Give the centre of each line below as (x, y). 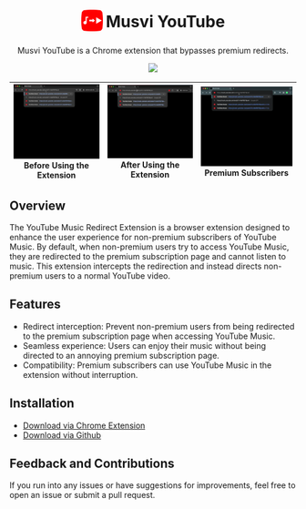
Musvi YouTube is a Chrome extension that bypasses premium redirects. (153, 50)
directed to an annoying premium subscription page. (121, 355)
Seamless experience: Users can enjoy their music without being (144, 345)
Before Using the (56, 165)
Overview (38, 205)
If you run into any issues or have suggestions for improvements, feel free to (153, 485)
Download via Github (62, 435)
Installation (42, 404)
